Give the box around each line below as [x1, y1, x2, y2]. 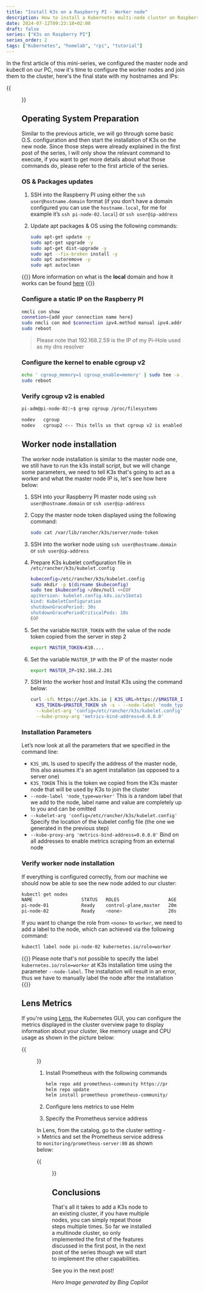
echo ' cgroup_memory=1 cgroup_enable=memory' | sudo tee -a [21, 372, 180, 378]
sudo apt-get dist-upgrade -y [30, 245, 107, 251]
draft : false [6, 26, 39, 32]
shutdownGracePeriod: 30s [30, 604, 96, 610]
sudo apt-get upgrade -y [30, 240, 93, 246]
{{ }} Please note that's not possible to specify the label [21, 955, 158, 962]
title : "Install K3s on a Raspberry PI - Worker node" [6, 9, 148, 15]
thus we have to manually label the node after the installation [21, 974, 174, 981]
